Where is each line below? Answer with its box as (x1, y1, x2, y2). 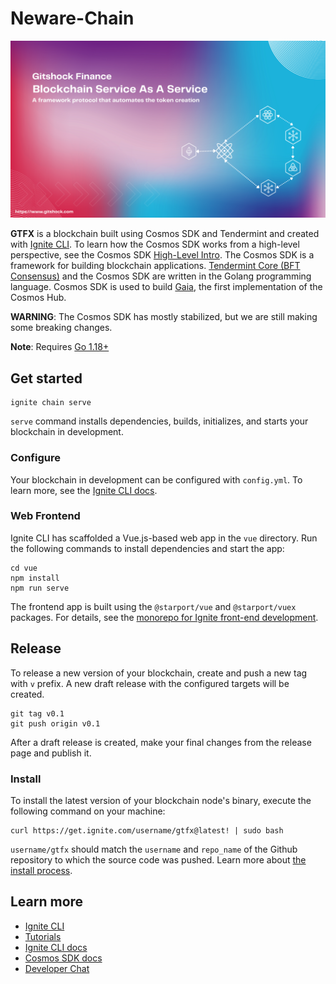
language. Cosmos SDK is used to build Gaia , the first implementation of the (10, 281, 323, 293)
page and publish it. (10, 747, 92, 759)
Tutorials (24, 930, 62, 942)
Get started (10, 370, 83, 387)
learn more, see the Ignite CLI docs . (10, 484, 158, 496)
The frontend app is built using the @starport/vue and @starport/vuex (10, 600, 297, 612)
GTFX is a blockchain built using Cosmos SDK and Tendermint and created (10, 228, 320, 240)
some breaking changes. (10, 322, 113, 334)
